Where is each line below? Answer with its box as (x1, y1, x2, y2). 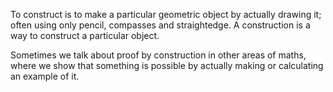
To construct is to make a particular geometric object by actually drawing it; (10, 9, 322, 20)
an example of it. (10, 70, 80, 82)
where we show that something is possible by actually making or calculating (10, 60, 324, 71)
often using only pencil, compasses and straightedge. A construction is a (10, 19, 311, 31)
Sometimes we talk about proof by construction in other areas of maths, (10, 49, 307, 61)
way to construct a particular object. (10, 30, 160, 41)
